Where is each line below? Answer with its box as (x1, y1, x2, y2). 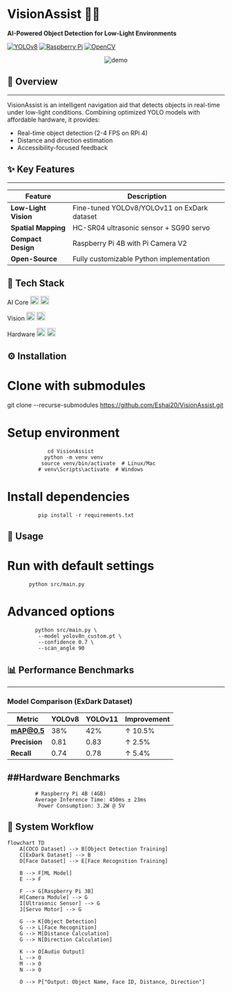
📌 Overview (7, 76, 58, 88)
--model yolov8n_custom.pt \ (37, 632, 122, 640)
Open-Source (10, 254, 57, 263)
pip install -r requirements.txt (37, 511, 135, 519)
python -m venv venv (43, 454, 104, 461)
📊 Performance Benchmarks (7, 665, 135, 676)
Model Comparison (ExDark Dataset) (7, 696, 133, 706)
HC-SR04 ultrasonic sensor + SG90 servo (72, 222, 211, 232)
